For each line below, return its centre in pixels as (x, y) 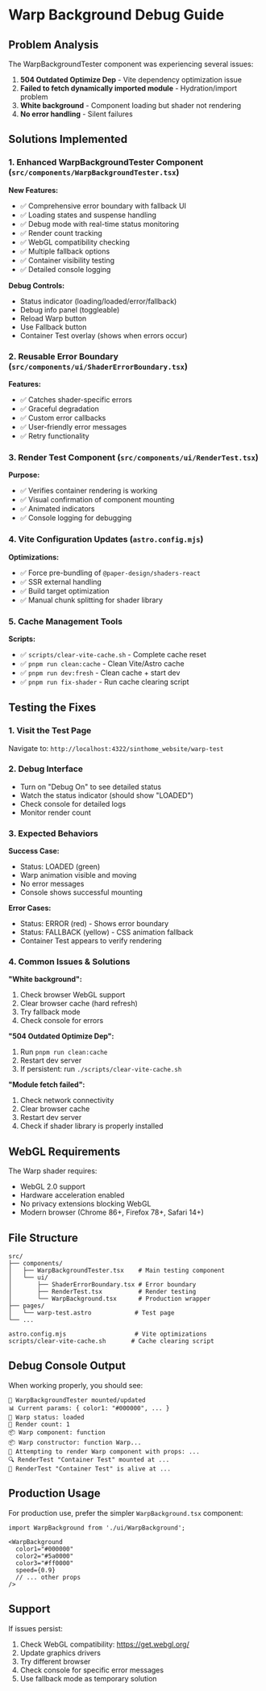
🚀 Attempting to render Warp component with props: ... (104, 1451)
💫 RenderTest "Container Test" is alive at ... (90, 1469)
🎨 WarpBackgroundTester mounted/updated (77, 1400)
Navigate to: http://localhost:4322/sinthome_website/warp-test (116, 748)
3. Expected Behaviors (53, 833)
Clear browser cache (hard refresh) (79, 1004)
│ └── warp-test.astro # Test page (91, 1313)
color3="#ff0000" (45, 1563)
